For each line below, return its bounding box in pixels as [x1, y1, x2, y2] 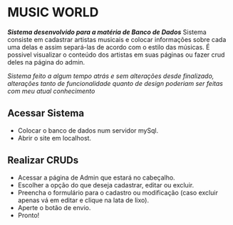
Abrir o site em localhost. [17, 133, 91, 142]
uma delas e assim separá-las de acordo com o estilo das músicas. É [7, 43, 210, 51]
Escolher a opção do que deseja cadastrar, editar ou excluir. [17, 180, 195, 189]
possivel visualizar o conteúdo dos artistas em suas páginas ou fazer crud [7, 50, 225, 59]
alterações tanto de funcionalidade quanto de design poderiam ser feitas [7, 79, 223, 87]
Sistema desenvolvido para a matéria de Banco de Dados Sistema [7, 28, 207, 36]
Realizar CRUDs [7, 154, 79, 167]
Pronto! [17, 211, 40, 219]
